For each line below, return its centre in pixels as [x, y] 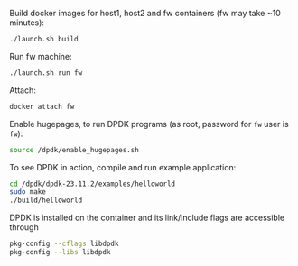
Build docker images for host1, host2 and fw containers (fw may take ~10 [145, 13]
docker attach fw [42, 106]
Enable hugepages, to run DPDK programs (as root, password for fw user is [149, 124]
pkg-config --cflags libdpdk [64, 244]
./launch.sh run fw [46, 73]
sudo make [28, 192]
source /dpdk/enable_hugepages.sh [74, 150]
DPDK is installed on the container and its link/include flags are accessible [147, 218]
